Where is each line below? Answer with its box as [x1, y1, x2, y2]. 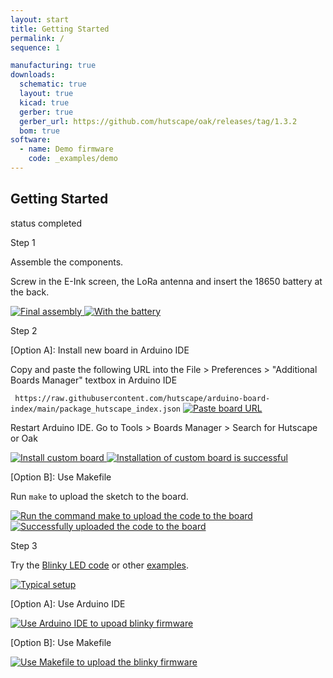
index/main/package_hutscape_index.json [10, 404, 182, 414]
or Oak [10, 432, 38, 444]
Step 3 [10, 539, 38, 551]
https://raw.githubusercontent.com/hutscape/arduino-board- [14, 393, 271, 403]
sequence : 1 [10, 42, 60, 53]
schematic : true [19, 79, 87, 90]
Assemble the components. [10, 256, 124, 268]
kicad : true [19, 97, 70, 108]
